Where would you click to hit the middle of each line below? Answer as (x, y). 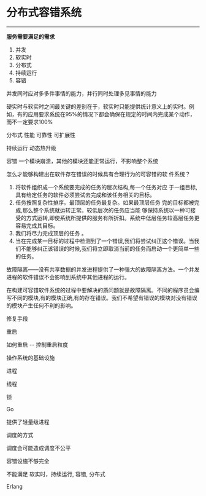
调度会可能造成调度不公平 (39, 448)
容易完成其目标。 (37, 226)
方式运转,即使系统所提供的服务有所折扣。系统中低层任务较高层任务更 (113, 218)
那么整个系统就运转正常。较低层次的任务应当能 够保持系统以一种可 (106, 210)
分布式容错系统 (44, 13)
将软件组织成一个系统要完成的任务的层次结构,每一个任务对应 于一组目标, (106, 187)
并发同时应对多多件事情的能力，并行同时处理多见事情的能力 (82, 93)
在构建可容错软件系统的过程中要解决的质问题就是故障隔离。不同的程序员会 (100, 290)
